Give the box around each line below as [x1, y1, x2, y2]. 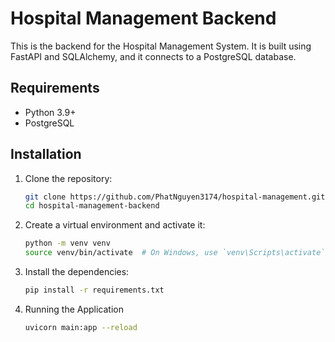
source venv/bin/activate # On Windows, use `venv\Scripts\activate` [24, 248, 326, 258]
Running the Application [24, 303, 124, 315]
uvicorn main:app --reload [24, 322, 138, 332]
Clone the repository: [24, 172, 113, 184]
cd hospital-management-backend [24, 201, 160, 211]
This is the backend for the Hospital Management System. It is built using [10, 40, 312, 52]
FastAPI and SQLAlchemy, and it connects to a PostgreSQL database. [10, 50, 297, 62]
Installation [10, 146, 82, 163]
